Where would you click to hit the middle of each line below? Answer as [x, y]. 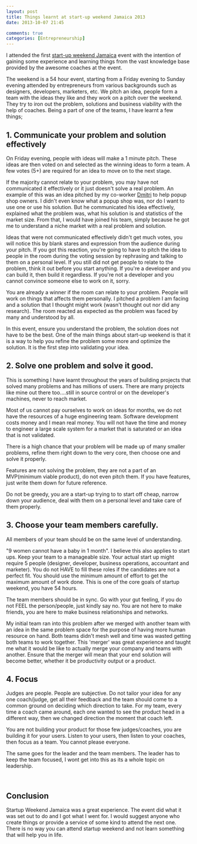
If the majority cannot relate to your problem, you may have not [82, 182]
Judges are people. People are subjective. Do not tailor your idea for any [94, 693]
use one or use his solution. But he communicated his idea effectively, [91, 207]
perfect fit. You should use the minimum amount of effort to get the [87, 576]
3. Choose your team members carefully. [82, 525]
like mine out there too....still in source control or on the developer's [88, 392]
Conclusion [28, 796]
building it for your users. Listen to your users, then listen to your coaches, [96, 736]
